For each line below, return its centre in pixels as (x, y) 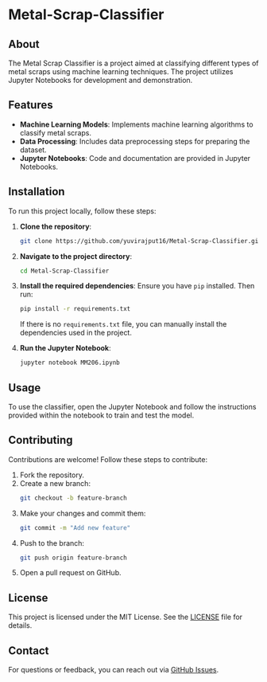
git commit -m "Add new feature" (75, 527)
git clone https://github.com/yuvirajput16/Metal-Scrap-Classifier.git (141, 241)
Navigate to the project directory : (76, 256)
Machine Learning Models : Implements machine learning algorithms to (136, 124)
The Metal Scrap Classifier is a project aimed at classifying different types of (133, 63)
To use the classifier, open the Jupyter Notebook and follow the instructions (132, 406)
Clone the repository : (56, 226)
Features (31, 105)
